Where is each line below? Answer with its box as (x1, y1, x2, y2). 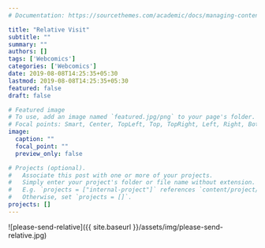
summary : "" (8, 40, 47, 48)
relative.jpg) (8, 230, 47, 240)
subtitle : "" (8, 33, 51, 41)
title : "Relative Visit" (8, 25, 90, 34)
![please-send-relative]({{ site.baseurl (8, 222, 132, 231)
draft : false (8, 91, 51, 99)
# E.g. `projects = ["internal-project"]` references (8, 186, 196, 194)
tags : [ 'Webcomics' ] (8, 55, 77, 63)
